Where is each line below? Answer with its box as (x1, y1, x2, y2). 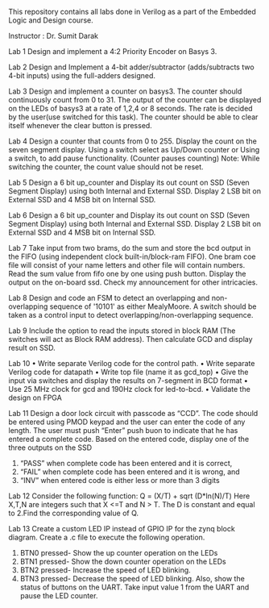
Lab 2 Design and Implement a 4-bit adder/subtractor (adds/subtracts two (8, 62, 255, 72)
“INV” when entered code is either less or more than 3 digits (19, 476, 220, 485)
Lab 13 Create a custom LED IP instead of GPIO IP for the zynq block (8, 524, 235, 533)
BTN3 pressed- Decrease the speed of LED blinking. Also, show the (19, 574, 246, 583)
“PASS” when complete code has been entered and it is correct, (19, 459, 233, 468)
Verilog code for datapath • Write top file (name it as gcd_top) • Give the (8, 367, 249, 377)
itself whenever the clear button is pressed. (8, 121, 153, 130)
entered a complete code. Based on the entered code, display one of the (8, 435, 250, 444)
